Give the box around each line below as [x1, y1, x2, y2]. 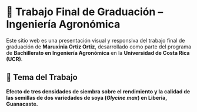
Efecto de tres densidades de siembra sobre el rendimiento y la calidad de [6, 87, 191, 95]
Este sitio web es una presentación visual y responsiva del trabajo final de [6, 37, 185, 44]
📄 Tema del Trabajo [6, 72, 78, 82]
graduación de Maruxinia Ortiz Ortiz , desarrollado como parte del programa [6, 43, 192, 50]
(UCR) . [6, 55, 23, 62]
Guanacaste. [6, 100, 38, 107]
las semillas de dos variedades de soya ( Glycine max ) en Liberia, [6, 94, 168, 101]
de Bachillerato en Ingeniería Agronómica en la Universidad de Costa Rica [6, 49, 190, 56]
